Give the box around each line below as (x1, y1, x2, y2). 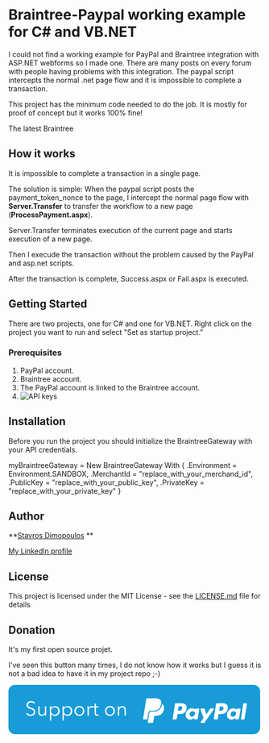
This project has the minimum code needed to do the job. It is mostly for (8, 99, 247, 109)
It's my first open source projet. (8, 645, 113, 654)
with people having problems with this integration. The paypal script (8, 66, 234, 76)
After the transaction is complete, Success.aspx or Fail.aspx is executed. (8, 273, 250, 283)
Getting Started (8, 297, 88, 311)
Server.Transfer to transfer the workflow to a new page (8, 201, 193, 211)
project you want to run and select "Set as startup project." (8, 327, 204, 336)
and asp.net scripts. (8, 258, 75, 268)
